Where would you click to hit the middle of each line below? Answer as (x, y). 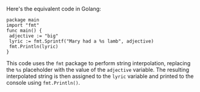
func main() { (24, 30)
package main (23, 20)
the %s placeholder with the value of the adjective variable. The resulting (98, 70)
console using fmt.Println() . (43, 83)
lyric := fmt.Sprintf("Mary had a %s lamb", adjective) (81, 41)
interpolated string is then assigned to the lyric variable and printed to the (100, 76)
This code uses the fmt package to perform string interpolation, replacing (98, 63)
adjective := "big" (34, 36)
